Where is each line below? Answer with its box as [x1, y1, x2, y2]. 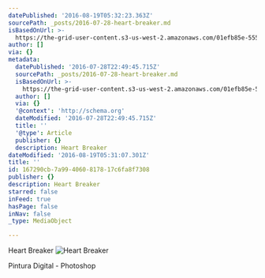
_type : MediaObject [8, 217, 73, 225]
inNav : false [8, 210, 51, 218]
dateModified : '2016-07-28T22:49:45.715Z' [15, 115, 157, 122]
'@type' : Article [15, 129, 73, 137]
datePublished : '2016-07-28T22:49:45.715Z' [15, 63, 160, 71]
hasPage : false [8, 202, 58, 210]
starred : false [8, 187, 58, 196]
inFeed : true [8, 195, 51, 203]
